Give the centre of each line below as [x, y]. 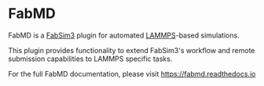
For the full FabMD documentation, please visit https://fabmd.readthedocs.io [132, 73]
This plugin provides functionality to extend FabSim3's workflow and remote [132, 50]
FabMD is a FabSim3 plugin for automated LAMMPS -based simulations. [124, 35]
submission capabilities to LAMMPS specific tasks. [90, 59]
